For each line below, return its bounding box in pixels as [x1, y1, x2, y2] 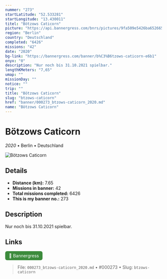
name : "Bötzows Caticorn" [5, 105, 59, 110]
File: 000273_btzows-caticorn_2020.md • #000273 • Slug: [17, 265, 133, 271]
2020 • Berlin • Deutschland [5, 142, 64, 148]
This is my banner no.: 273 [12, 195, 69, 202]
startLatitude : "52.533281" [5, 12, 64, 17]
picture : [5, 26, 23, 31]
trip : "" [5, 86, 23, 91]
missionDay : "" [5, 77, 37, 82]
